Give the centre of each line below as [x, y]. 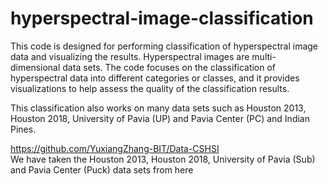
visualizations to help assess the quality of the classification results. [150, 88]
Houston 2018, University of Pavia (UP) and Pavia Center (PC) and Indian [160, 118]
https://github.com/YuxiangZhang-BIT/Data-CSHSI [115, 148]
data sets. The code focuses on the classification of [169, 67]
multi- [264, 56]
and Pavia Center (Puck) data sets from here [102, 169]
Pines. [23, 129]
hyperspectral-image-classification [162, 18]
